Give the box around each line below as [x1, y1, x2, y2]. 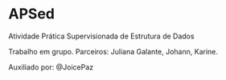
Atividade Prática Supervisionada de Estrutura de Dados [8, 31, 195, 41]
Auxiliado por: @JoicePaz [8, 62, 94, 72]
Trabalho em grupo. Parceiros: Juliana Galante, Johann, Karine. [8, 46, 219, 56]
